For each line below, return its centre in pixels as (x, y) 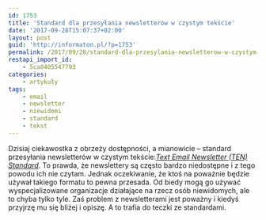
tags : (17, 89)
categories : (28, 74)
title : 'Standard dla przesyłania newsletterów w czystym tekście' (122, 23)
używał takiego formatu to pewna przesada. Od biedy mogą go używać (125, 182)
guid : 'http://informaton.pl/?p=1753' (72, 45)
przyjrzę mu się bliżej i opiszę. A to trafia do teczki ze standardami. (118, 207)
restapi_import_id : (40, 60)
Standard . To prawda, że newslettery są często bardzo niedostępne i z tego (132, 165)
